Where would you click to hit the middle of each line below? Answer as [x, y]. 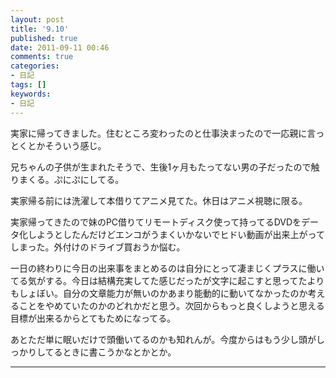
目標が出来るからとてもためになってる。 [93, 318]
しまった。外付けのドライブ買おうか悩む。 [98, 247]
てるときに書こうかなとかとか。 [110, 352]
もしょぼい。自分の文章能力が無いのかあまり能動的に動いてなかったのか [159, 293]
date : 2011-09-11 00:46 [60, 47]
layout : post [37, 19]
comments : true [42, 57]
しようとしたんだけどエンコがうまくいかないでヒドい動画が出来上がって [176, 234]
